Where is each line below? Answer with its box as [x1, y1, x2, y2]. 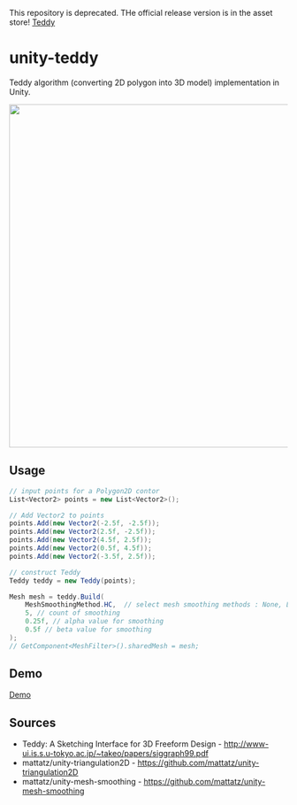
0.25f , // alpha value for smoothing [25, 617, 164, 626]
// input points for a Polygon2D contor [9, 486, 161, 495]
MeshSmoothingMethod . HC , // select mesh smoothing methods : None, [25, 600, 283, 609]
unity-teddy [9, 48, 99, 68]
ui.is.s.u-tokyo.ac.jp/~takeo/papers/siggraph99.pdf [21, 748, 209, 759]
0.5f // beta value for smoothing [25, 625, 152, 634]
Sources [9, 715, 57, 730]
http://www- [224, 739, 270, 749]
